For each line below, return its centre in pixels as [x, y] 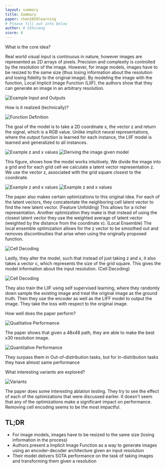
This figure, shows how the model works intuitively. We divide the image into [83, 162]
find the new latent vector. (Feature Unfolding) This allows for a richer [76, 207]
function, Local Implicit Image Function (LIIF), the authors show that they [79, 83]
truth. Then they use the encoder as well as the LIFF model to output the [79, 299]
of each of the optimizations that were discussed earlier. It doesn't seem [79, 397]
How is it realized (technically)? [37, 107]
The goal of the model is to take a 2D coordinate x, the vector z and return [81, 127]
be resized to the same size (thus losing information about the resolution [79, 72]
